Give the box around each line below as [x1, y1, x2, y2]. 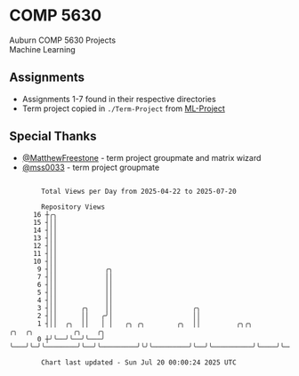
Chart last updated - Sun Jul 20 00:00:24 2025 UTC [41, 357, 238, 367]
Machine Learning [9, 44, 76, 54]
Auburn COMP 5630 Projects [9, 35, 117, 45]
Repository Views [41, 202, 105, 212]
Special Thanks [9, 129, 97, 144]
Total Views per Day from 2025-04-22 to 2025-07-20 [41, 187, 238, 196]
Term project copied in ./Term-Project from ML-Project [21, 103, 225, 114]
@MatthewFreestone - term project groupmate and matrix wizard [21, 152, 262, 163]
